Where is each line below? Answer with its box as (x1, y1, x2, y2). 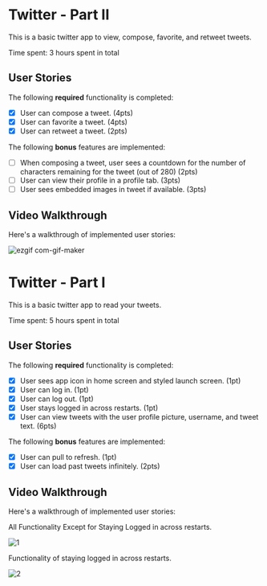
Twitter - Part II (8, 6, 110, 24)
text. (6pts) (19, 421, 57, 431)
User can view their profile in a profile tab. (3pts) (19, 175, 181, 185)
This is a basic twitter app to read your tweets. (8, 300, 162, 309)
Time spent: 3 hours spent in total (8, 47, 120, 57)
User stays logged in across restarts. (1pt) (19, 403, 159, 412)
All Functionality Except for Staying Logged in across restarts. (8, 522, 212, 531)
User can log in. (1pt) (19, 384, 90, 395)
